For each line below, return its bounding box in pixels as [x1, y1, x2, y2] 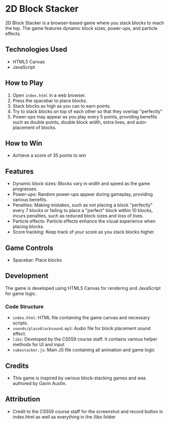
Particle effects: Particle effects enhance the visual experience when [12, 218, 156, 224]
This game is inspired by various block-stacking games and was [12, 375, 146, 381]
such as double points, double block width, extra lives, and [12, 119, 135, 125]
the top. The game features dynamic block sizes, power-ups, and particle [5, 25, 158, 31]
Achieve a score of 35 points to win [12, 152, 87, 158]
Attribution [5, 395, 40, 404]
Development [5, 272, 49, 280]
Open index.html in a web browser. [12, 92, 86, 98]
